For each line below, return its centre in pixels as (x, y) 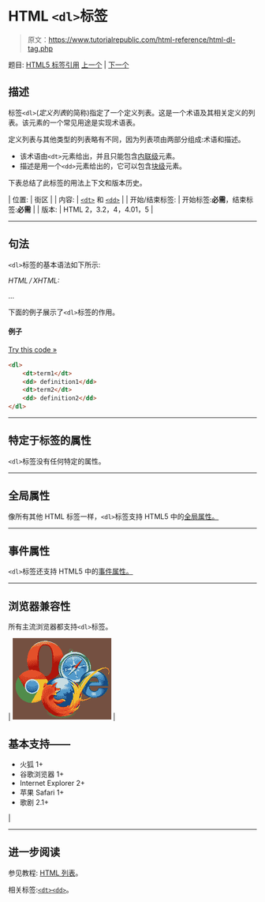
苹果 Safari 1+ (42, 793)
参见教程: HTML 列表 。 (45, 873)
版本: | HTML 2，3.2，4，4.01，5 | (97, 209)
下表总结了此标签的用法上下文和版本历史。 (77, 182)
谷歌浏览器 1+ (42, 774)
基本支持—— (39, 744)
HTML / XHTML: (34, 280)
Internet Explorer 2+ (52, 784)
